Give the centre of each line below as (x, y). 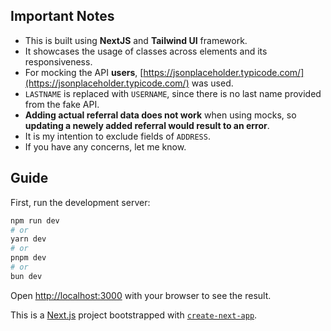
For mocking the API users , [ (84, 72)
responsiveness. (58, 61)
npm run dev (35, 220)
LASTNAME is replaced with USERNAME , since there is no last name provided (173, 93)
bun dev (26, 276)
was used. (212, 83)
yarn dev (28, 239)
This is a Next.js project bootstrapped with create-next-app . (134, 315)
